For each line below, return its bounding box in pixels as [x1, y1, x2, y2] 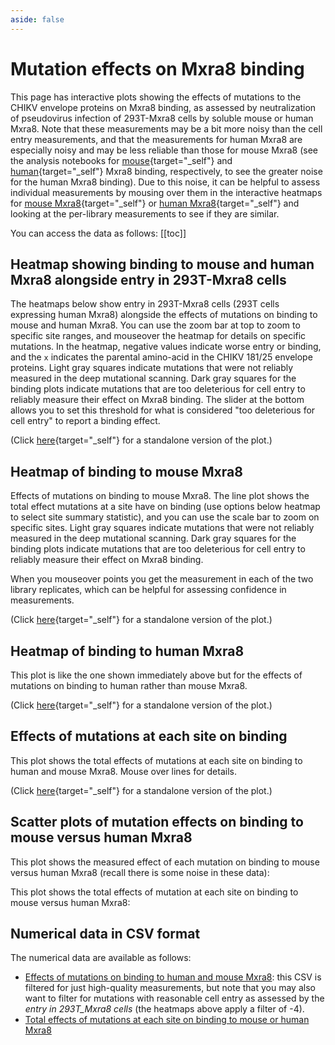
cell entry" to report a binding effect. [10, 415, 161, 427]
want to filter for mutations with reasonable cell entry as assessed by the [24, 992, 325, 1005]
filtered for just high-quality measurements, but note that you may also [24, 982, 316, 994]
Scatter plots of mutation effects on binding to [10, 814, 304, 831]
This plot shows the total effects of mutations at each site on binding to [10, 754, 303, 766]
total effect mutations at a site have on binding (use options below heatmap [10, 501, 321, 513]
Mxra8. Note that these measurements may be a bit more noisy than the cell [10, 122, 323, 135]
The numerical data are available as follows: [10, 952, 192, 964]
